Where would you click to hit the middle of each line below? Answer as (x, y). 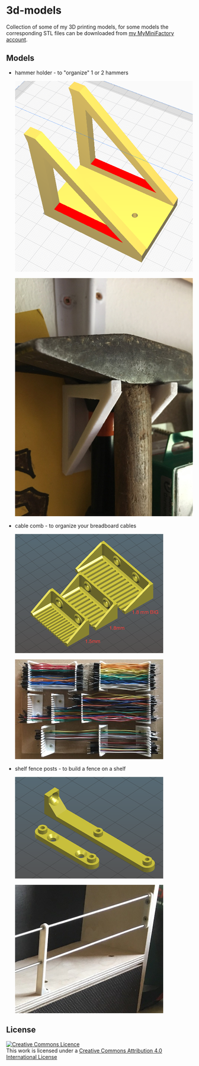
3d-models (34, 10)
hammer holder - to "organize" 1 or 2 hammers (71, 73)
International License (32, 1056)
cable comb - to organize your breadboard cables (76, 526)
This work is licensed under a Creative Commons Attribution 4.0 (84, 1051)
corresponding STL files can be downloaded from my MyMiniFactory (90, 33)
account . (17, 39)
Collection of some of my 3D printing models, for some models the (87, 27)
